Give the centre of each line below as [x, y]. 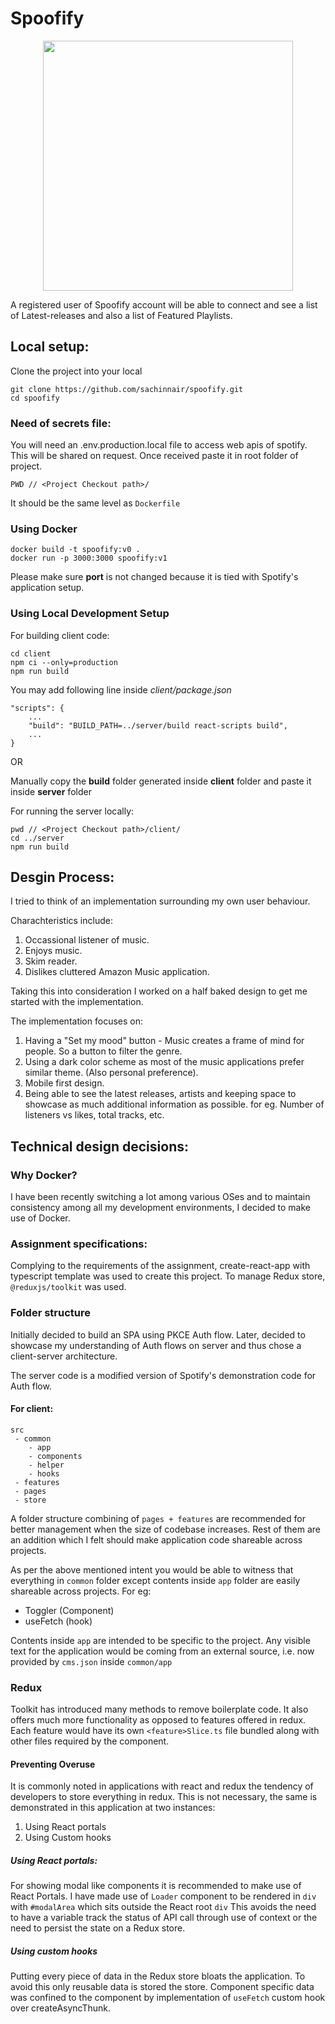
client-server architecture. [64, 1356]
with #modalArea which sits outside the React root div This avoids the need [163, 1907]
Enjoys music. [53, 951]
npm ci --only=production [64, 662]
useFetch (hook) [58, 1621]
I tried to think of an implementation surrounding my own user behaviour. [160, 901]
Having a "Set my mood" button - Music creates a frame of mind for [164, 1041]
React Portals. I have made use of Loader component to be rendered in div [163, 1896]
